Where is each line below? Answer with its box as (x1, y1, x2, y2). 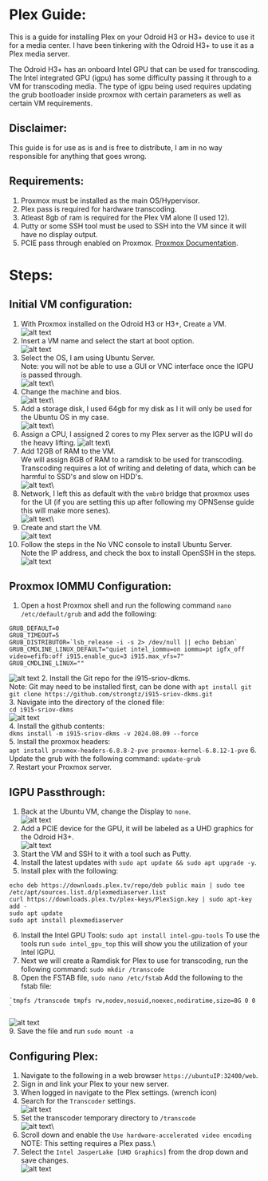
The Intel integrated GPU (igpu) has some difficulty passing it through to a (9, 73, 252, 82)
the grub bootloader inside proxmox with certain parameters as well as (9, 89, 242, 99)
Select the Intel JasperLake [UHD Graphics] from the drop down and (20, 1147, 249, 1156)
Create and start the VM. (20, 522, 102, 532)
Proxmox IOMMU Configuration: (9, 579, 172, 592)
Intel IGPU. (20, 948, 56, 957)
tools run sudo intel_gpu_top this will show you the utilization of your (20, 939, 248, 949)
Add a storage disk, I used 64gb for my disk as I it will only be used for (20, 403, 253, 413)
